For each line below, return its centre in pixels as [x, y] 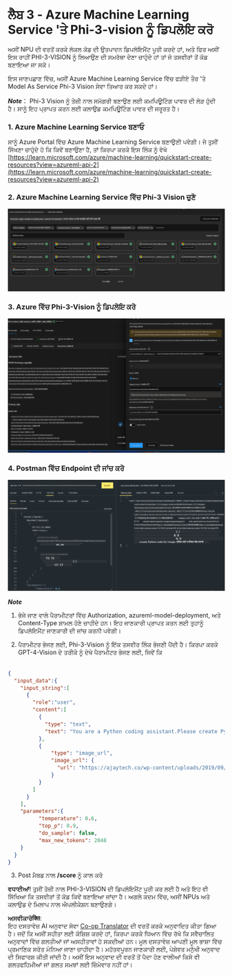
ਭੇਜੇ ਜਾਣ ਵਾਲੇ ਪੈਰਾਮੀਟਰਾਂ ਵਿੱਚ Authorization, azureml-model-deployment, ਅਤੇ [119, 615]
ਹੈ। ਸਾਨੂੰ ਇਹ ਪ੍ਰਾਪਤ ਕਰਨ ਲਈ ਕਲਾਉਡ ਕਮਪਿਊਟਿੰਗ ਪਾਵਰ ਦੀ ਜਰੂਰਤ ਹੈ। [94, 108]
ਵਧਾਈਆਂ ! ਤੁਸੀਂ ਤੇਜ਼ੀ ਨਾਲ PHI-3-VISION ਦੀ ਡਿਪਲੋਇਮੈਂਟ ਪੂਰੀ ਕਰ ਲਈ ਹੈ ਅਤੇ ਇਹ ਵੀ [108, 889]
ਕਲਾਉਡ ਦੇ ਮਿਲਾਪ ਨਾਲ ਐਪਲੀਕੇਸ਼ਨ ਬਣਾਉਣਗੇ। [62, 905]
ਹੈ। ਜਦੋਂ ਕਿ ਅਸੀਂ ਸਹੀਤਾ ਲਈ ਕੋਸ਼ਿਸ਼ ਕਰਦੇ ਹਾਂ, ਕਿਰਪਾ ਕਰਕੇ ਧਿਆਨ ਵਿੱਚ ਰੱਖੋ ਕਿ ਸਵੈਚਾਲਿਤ [111, 934]
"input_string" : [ [45, 688]
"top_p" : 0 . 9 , [59, 826]
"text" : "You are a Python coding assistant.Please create [131, 731]
